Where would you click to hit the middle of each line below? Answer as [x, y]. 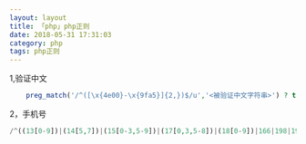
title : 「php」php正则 [50, 26]
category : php [36, 43]
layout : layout [38, 18]
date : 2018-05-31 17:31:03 [61, 34]
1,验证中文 [28, 79]
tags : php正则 [35, 52]
